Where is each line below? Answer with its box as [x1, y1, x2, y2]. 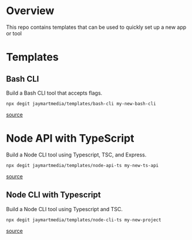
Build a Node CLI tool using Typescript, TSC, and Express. [6, 151, 147, 158]
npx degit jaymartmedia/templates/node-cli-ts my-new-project [6, 216, 161, 223]
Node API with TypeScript [6, 132, 134, 145]
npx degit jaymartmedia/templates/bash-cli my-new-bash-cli [6, 101, 157, 106]
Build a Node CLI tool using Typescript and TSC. [6, 205, 123, 212]
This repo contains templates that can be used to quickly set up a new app [6, 24, 187, 31]
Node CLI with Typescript [6, 190, 101, 200]
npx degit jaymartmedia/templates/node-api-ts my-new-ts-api [6, 162, 159, 168]
